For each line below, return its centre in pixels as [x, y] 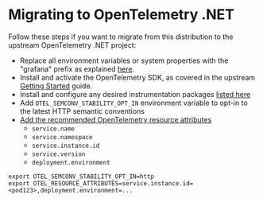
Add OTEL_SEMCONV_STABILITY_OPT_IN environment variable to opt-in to [133, 103]
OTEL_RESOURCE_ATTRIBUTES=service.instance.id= [113, 183]
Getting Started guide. [56, 86]
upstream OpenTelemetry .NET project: [72, 45]
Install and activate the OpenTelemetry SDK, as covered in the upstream [137, 77]
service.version [58, 154]
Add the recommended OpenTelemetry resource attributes [116, 119]
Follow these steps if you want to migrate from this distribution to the [121, 37]
